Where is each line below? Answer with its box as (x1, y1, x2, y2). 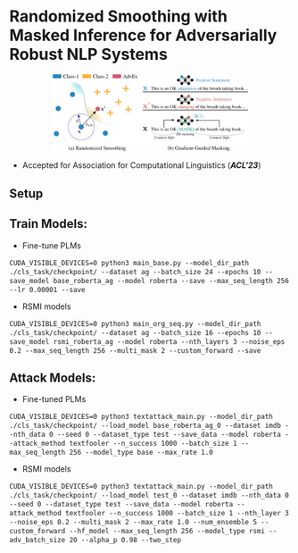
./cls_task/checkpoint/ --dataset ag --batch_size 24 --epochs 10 (9, 267, 261, 276)
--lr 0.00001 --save (9, 285, 87, 294)
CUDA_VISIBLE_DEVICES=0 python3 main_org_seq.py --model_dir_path (9, 319, 261, 328)
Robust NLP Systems (9, 45, 168, 64)
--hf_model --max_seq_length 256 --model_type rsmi (69, 527, 266, 536)
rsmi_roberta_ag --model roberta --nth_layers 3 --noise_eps (53, 337, 286, 346)
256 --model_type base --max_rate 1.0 (69, 448, 214, 457)
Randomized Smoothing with (9, 6, 228, 27)
